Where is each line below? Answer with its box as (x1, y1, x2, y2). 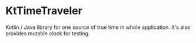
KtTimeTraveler (5, 4, 83, 18)
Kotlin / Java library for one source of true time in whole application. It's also (5, 24, 191, 31)
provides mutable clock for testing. (5, 29, 90, 37)
